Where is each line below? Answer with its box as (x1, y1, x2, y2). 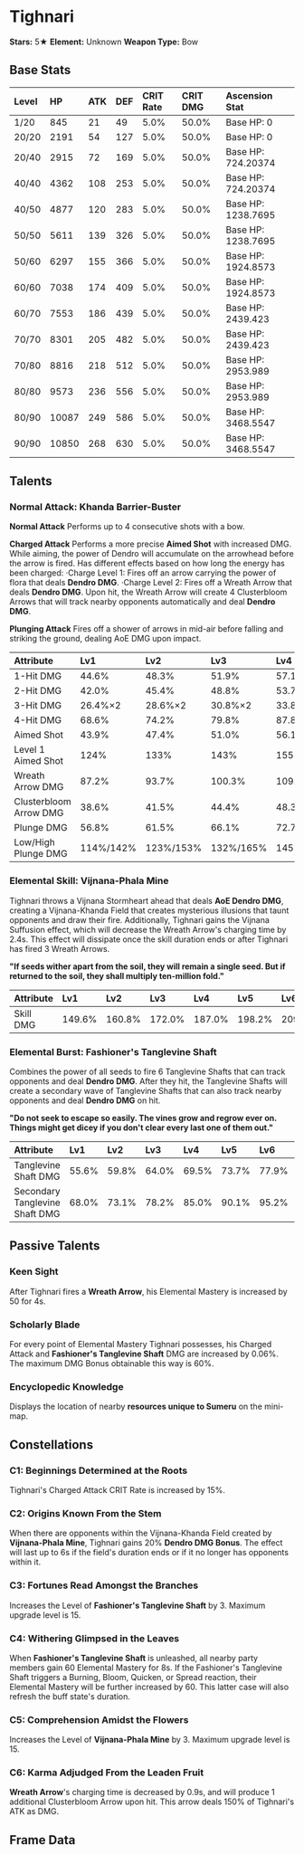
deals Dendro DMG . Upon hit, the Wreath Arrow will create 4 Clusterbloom (9, 586, 288, 598)
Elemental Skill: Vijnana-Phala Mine (9, 875, 169, 888)
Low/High (14, 836, 56, 849)
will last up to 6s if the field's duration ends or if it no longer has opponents (9, 1547, 290, 1558)
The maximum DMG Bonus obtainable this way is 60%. (9, 1358, 214, 1369)
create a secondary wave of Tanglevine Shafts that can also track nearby (9, 1086, 282, 1097)
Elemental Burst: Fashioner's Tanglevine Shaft (9, 1045, 217, 1058)
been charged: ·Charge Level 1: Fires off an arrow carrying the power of (9, 567, 277, 578)
